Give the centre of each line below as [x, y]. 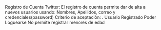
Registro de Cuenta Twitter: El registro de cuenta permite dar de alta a [75, 7]
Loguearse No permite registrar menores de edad [55, 22]
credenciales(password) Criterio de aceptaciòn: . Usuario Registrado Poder [80, 17]
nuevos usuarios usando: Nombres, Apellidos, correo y [60, 12]
